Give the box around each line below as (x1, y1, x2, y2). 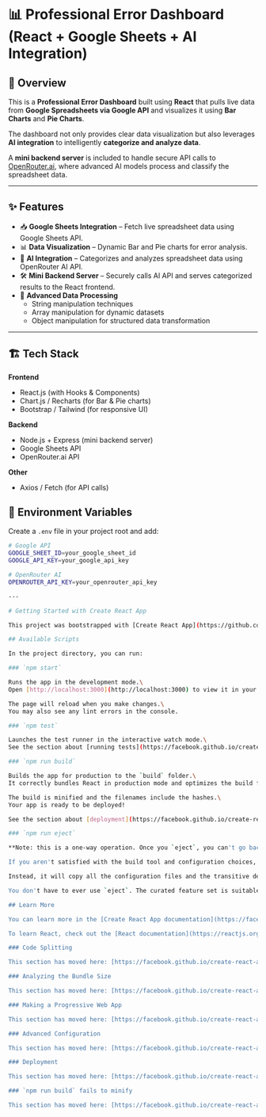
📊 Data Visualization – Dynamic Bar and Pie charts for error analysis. (19, 242, 248, 251)
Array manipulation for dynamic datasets (31, 307, 165, 317)
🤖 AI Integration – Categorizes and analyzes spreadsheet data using (19, 254, 243, 263)
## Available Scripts (8, 635, 80, 643)
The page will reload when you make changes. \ (8, 700, 165, 708)
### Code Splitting (8, 944, 73, 952)
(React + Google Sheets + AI (8, 28, 197, 46)
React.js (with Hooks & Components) (19, 387, 140, 397)
